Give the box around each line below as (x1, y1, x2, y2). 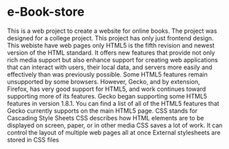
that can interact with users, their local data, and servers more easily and (7, 63, 213, 71)
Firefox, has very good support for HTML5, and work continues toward (7, 85, 206, 93)
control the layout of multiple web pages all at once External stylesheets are (7, 128, 221, 137)
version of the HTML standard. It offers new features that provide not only (7, 49, 215, 57)
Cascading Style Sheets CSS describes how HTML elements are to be (7, 113, 204, 122)
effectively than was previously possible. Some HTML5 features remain (7, 70, 208, 79)
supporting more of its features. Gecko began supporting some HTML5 (7, 92, 207, 100)
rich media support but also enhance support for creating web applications (7, 55, 218, 64)
